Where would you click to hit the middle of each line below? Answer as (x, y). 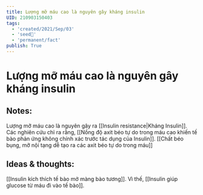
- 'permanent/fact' (36, 40)
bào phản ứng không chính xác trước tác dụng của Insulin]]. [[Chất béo (95, 139)
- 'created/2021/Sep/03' (43, 29)
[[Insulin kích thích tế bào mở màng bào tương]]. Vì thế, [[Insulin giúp (92, 179)
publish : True (24, 46)
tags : (13, 23)
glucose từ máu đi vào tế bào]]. (45, 185)
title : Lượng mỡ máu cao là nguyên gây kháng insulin (76, 12)
